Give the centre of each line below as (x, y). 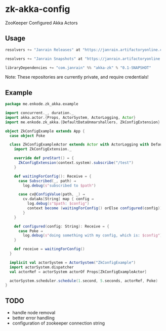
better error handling (33, 318)
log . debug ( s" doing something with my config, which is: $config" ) (93, 236)
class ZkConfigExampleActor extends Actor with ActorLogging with (79, 144)
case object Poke (27, 136)
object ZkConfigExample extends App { (45, 131)
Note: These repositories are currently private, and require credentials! (77, 77)
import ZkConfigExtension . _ (43, 149)
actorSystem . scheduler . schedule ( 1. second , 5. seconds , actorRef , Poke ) (84, 281)
